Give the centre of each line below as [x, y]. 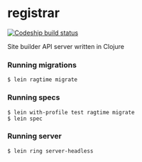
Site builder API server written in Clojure [66, 46]
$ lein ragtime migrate [43, 80]
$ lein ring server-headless [50, 151]
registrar [34, 13]
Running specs [34, 97]
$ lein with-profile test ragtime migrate [71, 112]
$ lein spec [25, 119]
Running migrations [42, 65]
